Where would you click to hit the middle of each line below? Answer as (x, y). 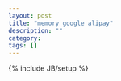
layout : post (30, 16)
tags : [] (23, 46)
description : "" (35, 30)
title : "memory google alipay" (61, 23)
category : (25, 38)
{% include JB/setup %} (48, 68)
